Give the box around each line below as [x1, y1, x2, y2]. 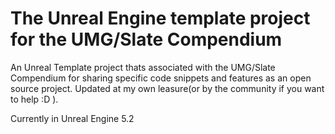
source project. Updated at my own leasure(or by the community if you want [10, 82, 325, 94]
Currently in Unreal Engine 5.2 [10, 112, 135, 124]
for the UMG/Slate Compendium [10, 28, 283, 51]
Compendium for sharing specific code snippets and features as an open [10, 72, 312, 84]
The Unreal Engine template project [10, 7, 311, 30]
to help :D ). [10, 93, 59, 105]
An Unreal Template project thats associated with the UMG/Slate [10, 61, 276, 73]
